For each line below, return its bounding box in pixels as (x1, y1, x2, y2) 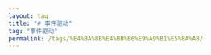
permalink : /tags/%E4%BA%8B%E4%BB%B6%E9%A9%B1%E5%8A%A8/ (8, 34, 204, 43)
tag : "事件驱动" (8, 27, 58, 35)
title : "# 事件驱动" (8, 19, 72, 27)
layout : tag (8, 11, 48, 20)
